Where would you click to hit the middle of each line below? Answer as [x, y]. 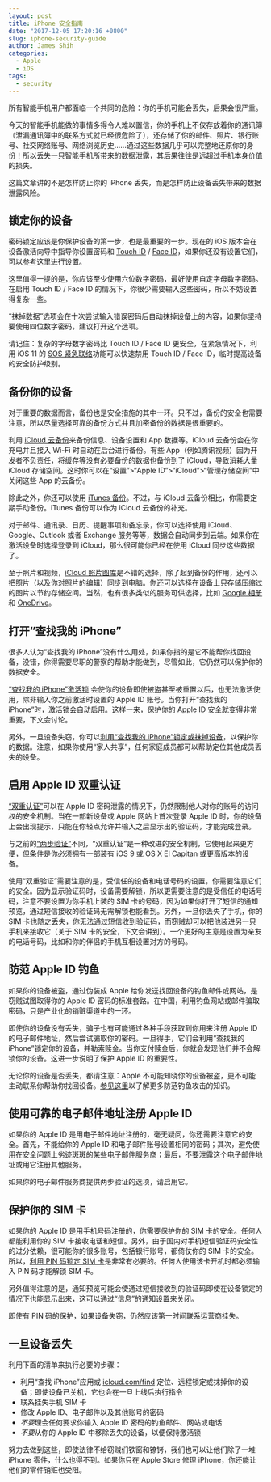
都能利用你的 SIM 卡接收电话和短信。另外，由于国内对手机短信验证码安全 [130, 1241]
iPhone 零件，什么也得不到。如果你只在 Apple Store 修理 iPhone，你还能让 [132, 1460]
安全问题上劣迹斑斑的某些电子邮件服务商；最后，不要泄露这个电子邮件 [139, 1154]
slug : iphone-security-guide [57, 38]
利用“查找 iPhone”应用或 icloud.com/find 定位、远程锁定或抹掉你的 [131, 1382]
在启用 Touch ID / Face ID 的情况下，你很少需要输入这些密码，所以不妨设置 [133, 289]
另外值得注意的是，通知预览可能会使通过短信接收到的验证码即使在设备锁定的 [135, 1289]
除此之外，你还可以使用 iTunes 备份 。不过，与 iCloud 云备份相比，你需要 [129, 498]
